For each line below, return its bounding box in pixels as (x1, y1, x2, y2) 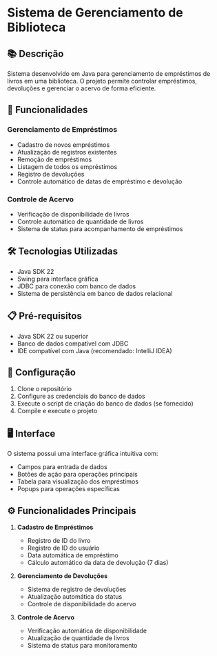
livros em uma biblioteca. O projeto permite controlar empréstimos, (7, 77, 198, 85)
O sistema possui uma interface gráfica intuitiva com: (7, 450, 158, 458)
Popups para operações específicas (17, 485, 121, 493)
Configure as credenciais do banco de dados (17, 392, 146, 401)
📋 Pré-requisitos (7, 310, 83, 322)
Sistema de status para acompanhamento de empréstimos (17, 224, 183, 232)
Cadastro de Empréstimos (17, 523, 94, 532)
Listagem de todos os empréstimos (17, 162, 118, 170)
